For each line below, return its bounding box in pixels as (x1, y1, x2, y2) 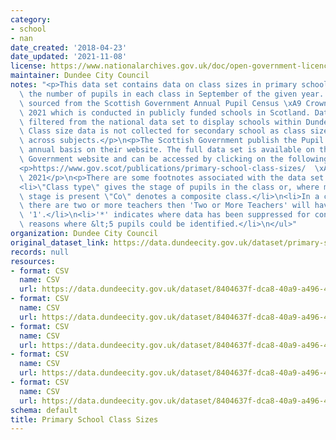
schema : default (10, 405, 78, 415)
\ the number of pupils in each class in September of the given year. (19, 89, 325, 99)
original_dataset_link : (10, 237, 110, 248)
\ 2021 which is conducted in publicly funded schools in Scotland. (19, 107, 311, 118)
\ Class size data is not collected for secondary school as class (19, 126, 307, 136)
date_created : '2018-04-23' (10, 42, 128, 53)
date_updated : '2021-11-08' (10, 52, 128, 62)
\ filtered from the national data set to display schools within (19, 117, 302, 127)
